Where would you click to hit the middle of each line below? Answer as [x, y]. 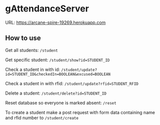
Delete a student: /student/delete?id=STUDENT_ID [56, 93]
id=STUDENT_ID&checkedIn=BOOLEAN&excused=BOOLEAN [58, 74]
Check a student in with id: [33, 69]
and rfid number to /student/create [42, 118]
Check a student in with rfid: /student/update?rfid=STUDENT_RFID [72, 83]
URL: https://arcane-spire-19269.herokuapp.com [55, 22]
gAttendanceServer [47, 9]
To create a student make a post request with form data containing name [80, 112]
